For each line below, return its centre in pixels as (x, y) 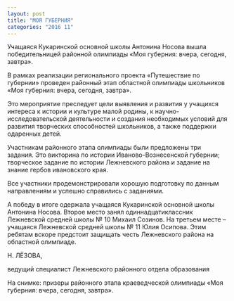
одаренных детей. (34, 134)
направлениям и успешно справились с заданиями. (85, 191)
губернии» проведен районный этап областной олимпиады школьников (116, 83)
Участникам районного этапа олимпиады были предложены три (104, 148)
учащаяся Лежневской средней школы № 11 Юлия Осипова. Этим (107, 227)
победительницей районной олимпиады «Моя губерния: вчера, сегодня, (117, 54)
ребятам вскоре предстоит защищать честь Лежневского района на (111, 235)
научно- (167, 111)
